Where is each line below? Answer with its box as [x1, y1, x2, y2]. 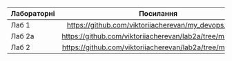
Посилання [139, 9, 178, 18]
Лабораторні [10, 9, 55, 18]
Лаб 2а [10, 32, 35, 40]
